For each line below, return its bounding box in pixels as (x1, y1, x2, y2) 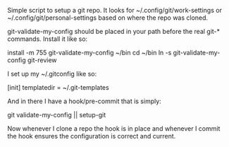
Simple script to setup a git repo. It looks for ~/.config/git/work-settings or (7, 6, 222, 14)
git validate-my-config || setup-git (7, 111, 106, 119)
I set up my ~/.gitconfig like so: (7, 70, 97, 78)
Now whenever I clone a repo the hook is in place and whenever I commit (7, 124, 221, 133)
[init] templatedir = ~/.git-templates (7, 83, 109, 91)
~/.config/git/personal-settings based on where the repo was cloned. (7, 13, 209, 22)
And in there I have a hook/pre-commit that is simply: (7, 97, 162, 105)
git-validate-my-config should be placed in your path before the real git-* (7, 28, 221, 35)
